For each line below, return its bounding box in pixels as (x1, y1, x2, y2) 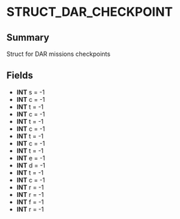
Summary (6, 32, 50, 43)
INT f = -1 (16, 198, 44, 206)
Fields (6, 70, 34, 81)
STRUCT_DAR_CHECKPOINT (6, 4, 173, 20)
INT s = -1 (16, 87, 46, 96)
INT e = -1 (16, 154, 46, 162)
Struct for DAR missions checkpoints (6, 50, 111, 58)
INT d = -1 (16, 161, 46, 169)
